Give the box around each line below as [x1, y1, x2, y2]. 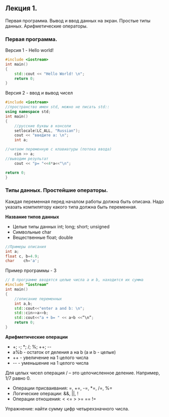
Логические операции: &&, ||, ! [12, 390, 79, 396]
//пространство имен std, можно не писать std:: [5, 104, 110, 110]
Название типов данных [5, 214, 59, 220]
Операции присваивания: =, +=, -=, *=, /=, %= [12, 385, 113, 391]
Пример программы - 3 [5, 267, 57, 274]
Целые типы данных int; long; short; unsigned [12, 223, 110, 229]
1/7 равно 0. [5, 375, 31, 381]
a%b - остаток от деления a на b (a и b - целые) [12, 349, 116, 355]
